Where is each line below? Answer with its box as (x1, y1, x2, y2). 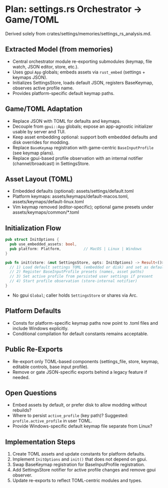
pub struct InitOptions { (5, 237, 59, 242)
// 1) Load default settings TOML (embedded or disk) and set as (9, 265, 149, 270)
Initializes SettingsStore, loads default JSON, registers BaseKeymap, (12, 79, 153, 85)
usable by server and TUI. (12, 128, 66, 134)
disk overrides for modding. (12, 139, 70, 145)
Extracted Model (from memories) (5, 45, 113, 53)
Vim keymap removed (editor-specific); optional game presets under (12, 204, 154, 210)
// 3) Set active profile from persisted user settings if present (9, 274, 153, 279)
